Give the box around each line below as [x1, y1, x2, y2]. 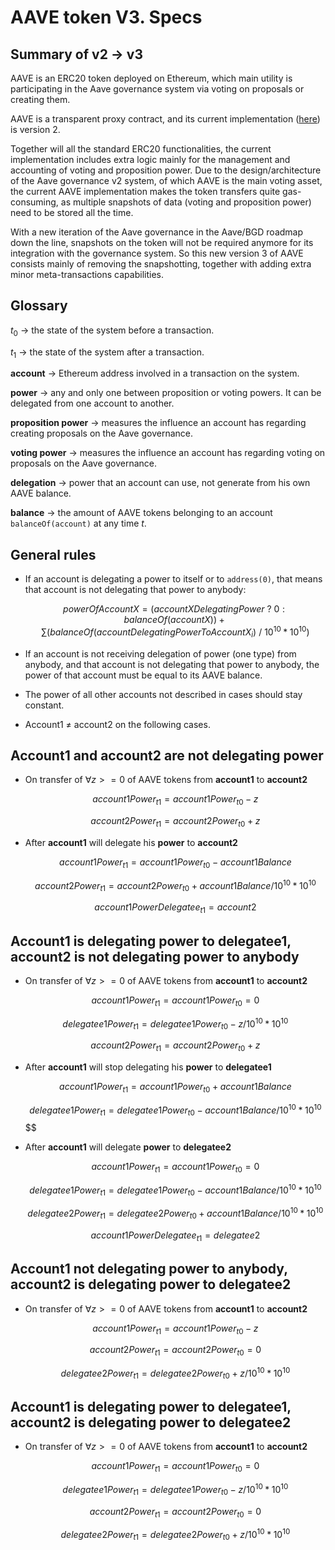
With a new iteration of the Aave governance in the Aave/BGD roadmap [10, 226, 304, 238]
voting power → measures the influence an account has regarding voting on [10, 447, 326, 459]
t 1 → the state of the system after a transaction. [10, 346, 205, 360]
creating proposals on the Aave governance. [10, 427, 194, 440]
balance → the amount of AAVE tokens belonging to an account [10, 507, 273, 519]
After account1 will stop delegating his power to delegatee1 [24, 1061, 272, 1073]
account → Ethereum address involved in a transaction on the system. [10, 367, 300, 380]
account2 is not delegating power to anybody [10, 948, 300, 965]
